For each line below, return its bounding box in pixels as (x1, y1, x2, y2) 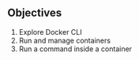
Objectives (7, 6, 62, 20)
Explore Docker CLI (18, 27, 82, 36)
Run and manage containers (18, 36, 111, 45)
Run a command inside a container (18, 43, 132, 54)
